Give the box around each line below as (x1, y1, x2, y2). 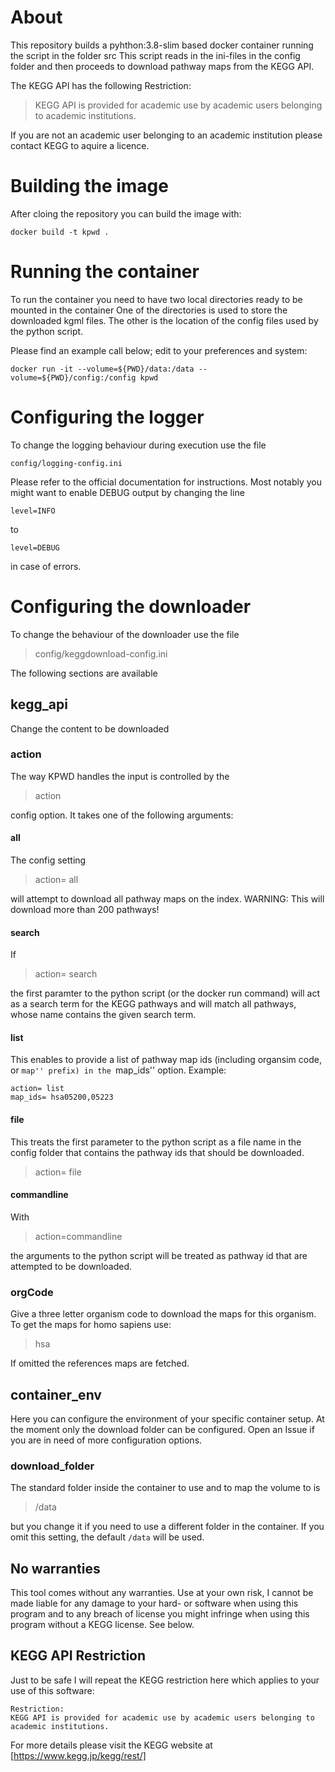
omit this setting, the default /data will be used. (10, 1531, 205, 1543)
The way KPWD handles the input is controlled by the (10, 770, 230, 782)
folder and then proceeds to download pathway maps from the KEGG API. (10, 60, 315, 72)
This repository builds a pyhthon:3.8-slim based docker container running (10, 39, 314, 51)
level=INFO (10, 506, 56, 516)
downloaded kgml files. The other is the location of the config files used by (10, 314, 319, 326)
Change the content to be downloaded (10, 722, 170, 735)
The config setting (10, 854, 87, 866)
